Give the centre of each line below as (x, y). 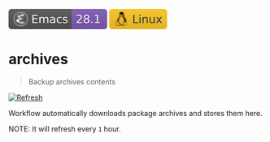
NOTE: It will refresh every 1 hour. (65, 129)
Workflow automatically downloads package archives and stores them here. (135, 113)
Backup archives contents (72, 81)
